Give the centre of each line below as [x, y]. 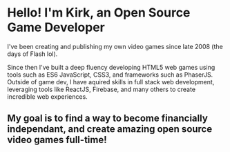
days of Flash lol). [32, 54]
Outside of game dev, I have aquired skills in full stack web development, [111, 82]
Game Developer [56, 27]
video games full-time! [57, 140]
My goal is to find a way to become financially [108, 118]
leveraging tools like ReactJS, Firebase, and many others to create [101, 89]
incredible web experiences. [47, 96]
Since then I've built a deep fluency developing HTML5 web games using [111, 67]
